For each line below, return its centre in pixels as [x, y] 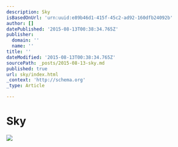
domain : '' [26, 40]
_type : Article [26, 86]
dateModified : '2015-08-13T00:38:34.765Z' [61, 57]
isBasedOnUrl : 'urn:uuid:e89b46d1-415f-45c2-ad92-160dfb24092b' [90, 18]
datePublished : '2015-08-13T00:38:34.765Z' [62, 29]
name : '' [23, 46]
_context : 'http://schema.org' [46, 80]
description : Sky [28, 12]
